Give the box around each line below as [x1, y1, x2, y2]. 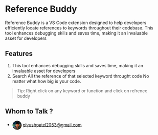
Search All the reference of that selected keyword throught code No [12, 73, 149, 79]
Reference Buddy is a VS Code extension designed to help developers [5, 20, 147, 26]
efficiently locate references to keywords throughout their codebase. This [5, 25, 154, 30]
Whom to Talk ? [5, 107, 53, 116]
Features [5, 50, 33, 58]
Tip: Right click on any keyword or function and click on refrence [17, 87, 148, 94]
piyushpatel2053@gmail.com [23, 122, 82, 128]
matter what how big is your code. [12, 78, 82, 84]
